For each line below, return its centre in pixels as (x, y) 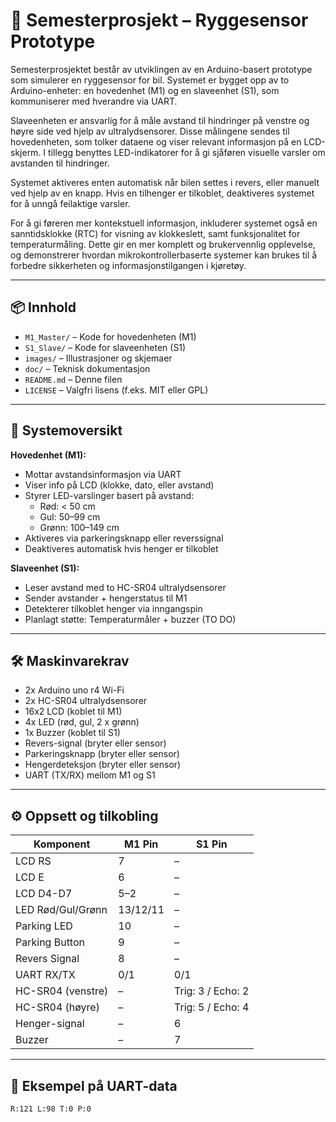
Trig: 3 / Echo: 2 (212, 991)
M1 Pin (141, 844)
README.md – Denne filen (73, 379)
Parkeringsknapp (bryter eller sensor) (102, 754)
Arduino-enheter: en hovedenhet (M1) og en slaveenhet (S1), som (145, 90)
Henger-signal (50, 1024)
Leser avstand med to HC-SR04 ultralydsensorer (125, 587)
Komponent (62, 844)
